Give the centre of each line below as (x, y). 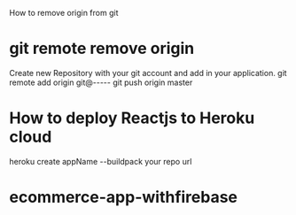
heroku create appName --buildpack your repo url (101, 161)
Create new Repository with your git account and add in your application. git (148, 73)
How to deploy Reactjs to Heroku (132, 118)
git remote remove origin (102, 49)
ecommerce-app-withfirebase (123, 197)
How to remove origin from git (64, 13)
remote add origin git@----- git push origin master (101, 82)
